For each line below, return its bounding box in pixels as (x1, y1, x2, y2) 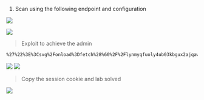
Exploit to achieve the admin (21, 40, 92, 47)
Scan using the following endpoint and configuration (15, 5, 147, 12)
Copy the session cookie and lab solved (21, 75, 121, 82)
